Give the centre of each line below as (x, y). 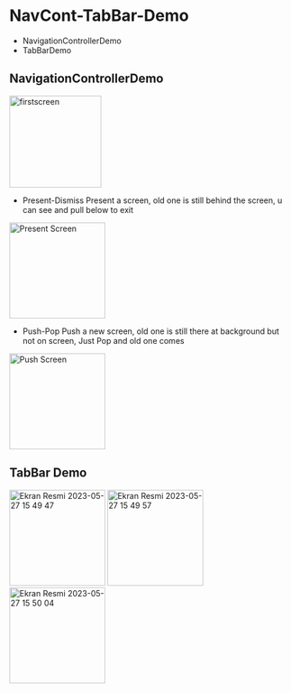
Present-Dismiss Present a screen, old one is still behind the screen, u (152, 200)
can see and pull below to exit (77, 209)
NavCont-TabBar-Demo (99, 16)
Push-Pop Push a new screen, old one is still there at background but (150, 331)
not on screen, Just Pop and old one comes (103, 340)
